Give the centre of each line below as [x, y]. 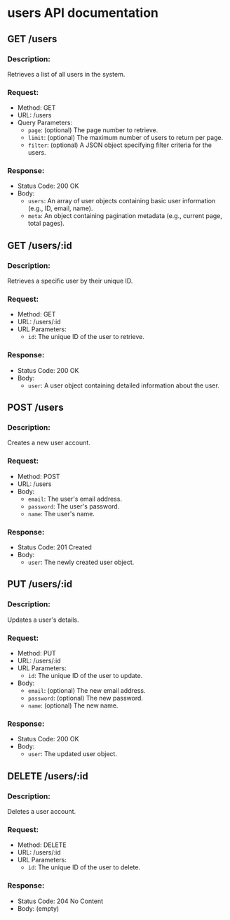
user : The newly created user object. [81, 562]
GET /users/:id [40, 245]
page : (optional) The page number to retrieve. [93, 130]
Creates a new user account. [49, 443]
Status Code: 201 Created [55, 547]
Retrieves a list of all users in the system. [66, 74]
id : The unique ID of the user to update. [85, 676]
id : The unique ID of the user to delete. [84, 867]
